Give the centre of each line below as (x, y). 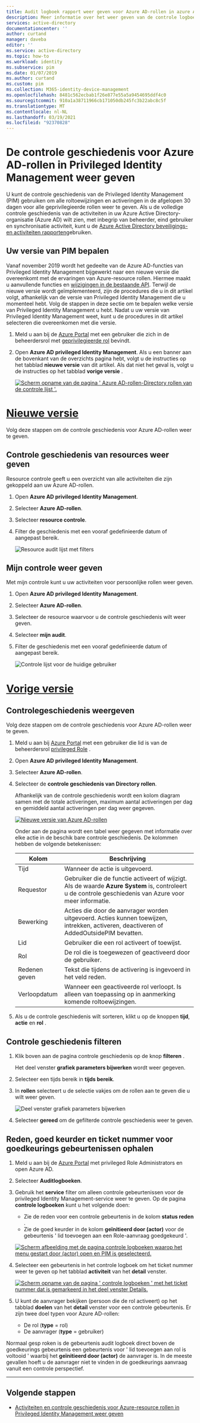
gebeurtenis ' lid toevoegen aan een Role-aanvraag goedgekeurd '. (106, 1236)
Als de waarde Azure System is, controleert (126, 886)
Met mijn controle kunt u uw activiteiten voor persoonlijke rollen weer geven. (100, 582)
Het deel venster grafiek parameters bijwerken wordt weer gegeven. (100, 1068)
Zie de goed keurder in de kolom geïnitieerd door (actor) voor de (104, 1229)
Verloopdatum (37, 994)
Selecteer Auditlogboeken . (48, 1181)
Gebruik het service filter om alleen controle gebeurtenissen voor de (99, 1192)
